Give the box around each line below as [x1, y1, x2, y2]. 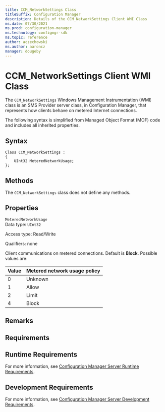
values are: [5, 255, 28, 261]
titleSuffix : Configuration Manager [5, 12, 81, 17]
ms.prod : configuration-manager [5, 26, 72, 31]
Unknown [26, 276, 49, 283]
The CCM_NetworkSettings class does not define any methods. [5, 189, 131, 196]
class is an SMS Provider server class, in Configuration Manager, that [5, 102, 147, 108]
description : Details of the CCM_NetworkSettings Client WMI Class [5, 16, 148, 21]
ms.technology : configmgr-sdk [5, 30, 68, 35]
